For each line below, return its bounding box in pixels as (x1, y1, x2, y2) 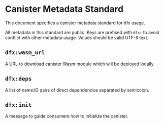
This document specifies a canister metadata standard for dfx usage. (5, 20, 145, 26)
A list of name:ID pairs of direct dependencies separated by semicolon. (5, 87, 149, 93)
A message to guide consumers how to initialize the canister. (5, 113, 129, 119)
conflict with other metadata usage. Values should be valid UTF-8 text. (5, 35, 149, 41)
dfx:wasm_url (5, 49, 45, 56)
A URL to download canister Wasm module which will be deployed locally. (5, 61, 155, 67)
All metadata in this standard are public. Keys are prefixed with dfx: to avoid (5, 29, 160, 35)
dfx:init (5, 101, 32, 108)
